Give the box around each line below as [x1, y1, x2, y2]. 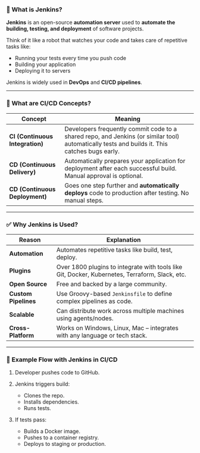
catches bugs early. [64, 147, 120, 155]
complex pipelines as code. [56, 297, 133, 305]
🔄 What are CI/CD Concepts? [6, 99, 91, 108]
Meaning [115, 114, 141, 123]
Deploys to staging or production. [23, 440, 106, 448]
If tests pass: [14, 416, 46, 423]
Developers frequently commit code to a [64, 124, 177, 133]
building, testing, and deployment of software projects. [6, 25, 144, 32]
